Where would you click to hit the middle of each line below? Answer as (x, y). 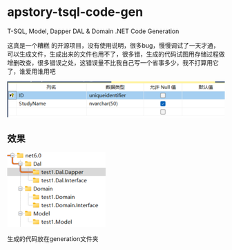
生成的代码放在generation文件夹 (53, 239)
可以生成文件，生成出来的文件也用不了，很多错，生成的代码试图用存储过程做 (116, 54)
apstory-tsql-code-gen (75, 12)
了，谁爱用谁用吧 (31, 71)
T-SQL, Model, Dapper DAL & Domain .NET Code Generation (93, 31)
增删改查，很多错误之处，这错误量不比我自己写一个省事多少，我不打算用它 (113, 62)
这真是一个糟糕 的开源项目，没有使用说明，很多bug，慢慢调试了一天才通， (113, 45)
